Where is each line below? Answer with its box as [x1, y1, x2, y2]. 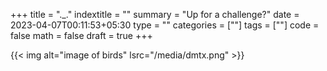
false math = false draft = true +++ [10, 30, 153, 41]
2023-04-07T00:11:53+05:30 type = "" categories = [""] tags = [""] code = [10, 19, 320, 31]
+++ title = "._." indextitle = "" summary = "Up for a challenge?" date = [10, 9, 300, 20]
